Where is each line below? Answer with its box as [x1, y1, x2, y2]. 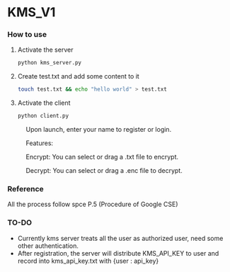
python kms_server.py [17, 59, 81, 67]
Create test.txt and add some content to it [17, 72, 139, 81]
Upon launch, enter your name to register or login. [25, 125, 172, 134]
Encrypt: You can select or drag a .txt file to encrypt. [25, 153, 179, 161]
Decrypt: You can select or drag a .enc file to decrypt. [25, 166, 183, 175]
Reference [7, 184, 44, 194]
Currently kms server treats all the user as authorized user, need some [17, 234, 224, 242]
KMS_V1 [7, 4, 56, 21]
